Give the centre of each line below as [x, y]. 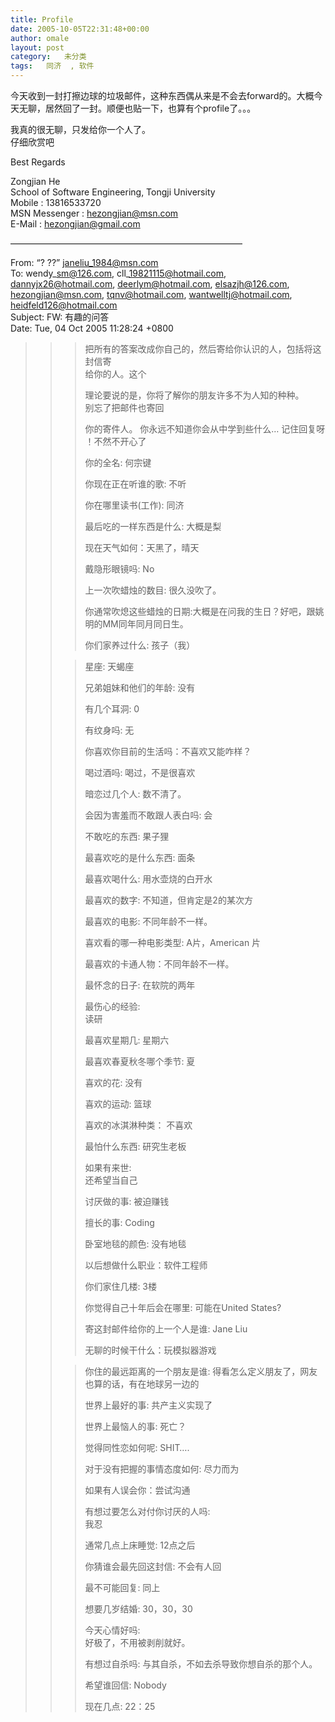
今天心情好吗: [112, 1630]
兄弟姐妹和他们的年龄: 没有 [140, 687]
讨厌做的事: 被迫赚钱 [127, 1201]
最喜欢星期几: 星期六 [127, 1040]
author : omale [40, 38]
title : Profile [42, 19]
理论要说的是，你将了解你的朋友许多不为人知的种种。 [194, 395]
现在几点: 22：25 [120, 1706]
